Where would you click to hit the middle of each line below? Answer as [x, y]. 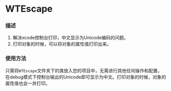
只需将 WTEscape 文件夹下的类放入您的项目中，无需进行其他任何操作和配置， [84, 70]
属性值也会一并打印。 [28, 83]
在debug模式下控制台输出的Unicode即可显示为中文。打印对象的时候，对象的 [86, 77]
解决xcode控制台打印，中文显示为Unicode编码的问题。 [70, 38]
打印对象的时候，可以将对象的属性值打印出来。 [62, 44]
